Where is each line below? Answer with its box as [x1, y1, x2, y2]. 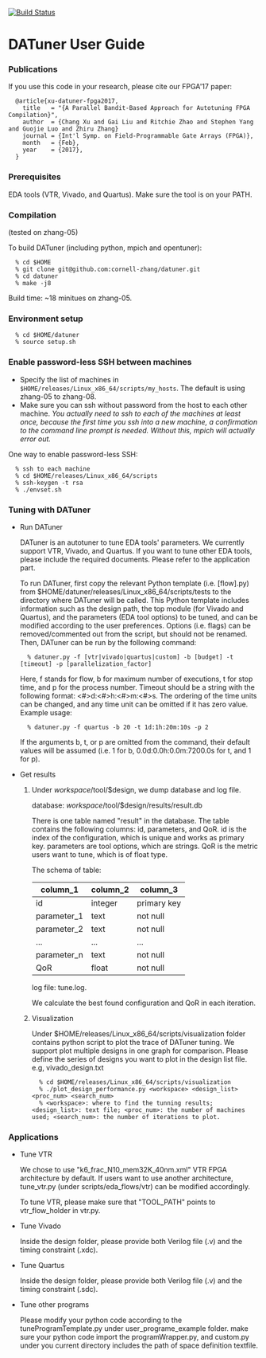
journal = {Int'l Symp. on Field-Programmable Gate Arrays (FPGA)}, [22, 132, 254, 140]
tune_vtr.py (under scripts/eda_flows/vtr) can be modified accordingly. [19, 1182, 250, 1192]
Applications [8, 1131, 59, 1142]
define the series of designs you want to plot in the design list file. [31, 1054, 248, 1063]
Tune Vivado [19, 1221, 62, 1231]
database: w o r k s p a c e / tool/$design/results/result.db [31, 800, 202, 810]
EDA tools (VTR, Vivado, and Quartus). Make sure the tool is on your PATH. [8, 190, 253, 199]
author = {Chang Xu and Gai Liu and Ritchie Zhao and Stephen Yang [22, 118, 254, 127]
